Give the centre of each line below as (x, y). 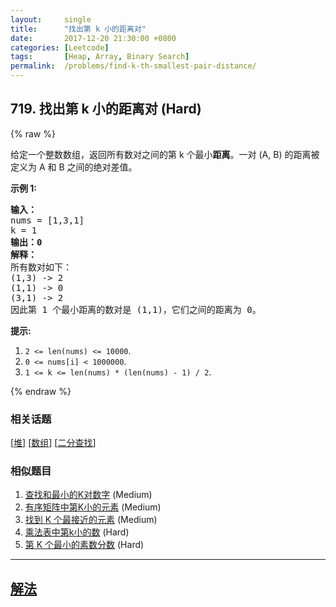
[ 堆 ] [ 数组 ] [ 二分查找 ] (53, 443)
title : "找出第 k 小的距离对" (78, 29)
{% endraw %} (41, 391)
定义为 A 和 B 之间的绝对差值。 (74, 167)
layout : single (51, 19)
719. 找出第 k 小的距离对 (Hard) (106, 109)
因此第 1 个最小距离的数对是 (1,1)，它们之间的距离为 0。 (136, 309)
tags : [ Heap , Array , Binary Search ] (100, 57)
